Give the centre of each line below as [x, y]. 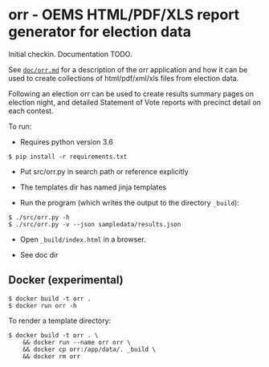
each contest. [31, 111]
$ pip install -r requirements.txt [68, 157]
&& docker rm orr [52, 356]
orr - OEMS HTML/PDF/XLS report [124, 15]
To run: [20, 126]
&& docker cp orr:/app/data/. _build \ [90, 349]
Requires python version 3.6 [67, 141]
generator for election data [100, 32]
